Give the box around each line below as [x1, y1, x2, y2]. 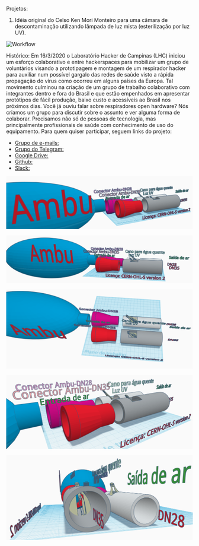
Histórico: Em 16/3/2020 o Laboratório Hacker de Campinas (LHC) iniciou [6, 52, 185, 59]
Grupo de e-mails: [14, 139, 59, 146]
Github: [14, 158, 33, 165]
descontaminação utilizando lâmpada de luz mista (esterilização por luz [14, 23, 190, 30]
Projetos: [6, 5, 28, 12]
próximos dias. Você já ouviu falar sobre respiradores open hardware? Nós [6, 103, 188, 109]
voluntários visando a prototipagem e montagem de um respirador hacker [6, 65, 187, 72]
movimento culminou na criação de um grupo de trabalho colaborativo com [6, 84, 190, 91]
